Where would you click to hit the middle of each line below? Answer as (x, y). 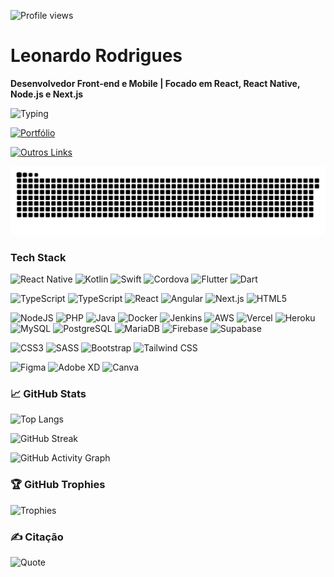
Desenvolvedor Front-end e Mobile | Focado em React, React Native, (155, 83)
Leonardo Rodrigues (96, 56)
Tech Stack (38, 257)
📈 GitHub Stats (48, 393)
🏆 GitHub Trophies (58, 485)
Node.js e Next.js (47, 94)
